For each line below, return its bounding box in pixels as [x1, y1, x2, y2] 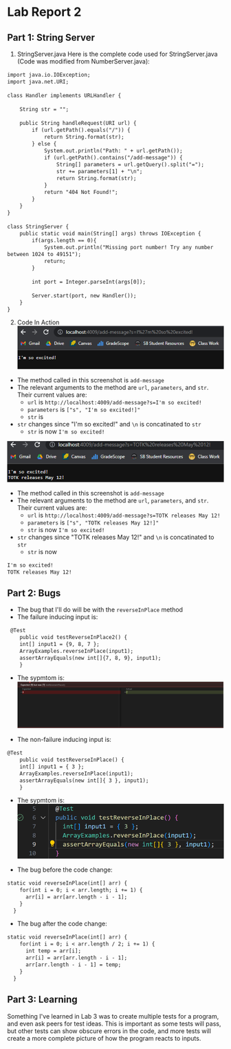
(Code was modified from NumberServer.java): [16, 57, 150, 66]
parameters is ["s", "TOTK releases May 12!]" [27, 518, 159, 527]
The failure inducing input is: [16, 613, 98, 621]
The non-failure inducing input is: [16, 735, 112, 743]
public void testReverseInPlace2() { [19, 634, 128, 641]
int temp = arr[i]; [25, 947, 81, 954]
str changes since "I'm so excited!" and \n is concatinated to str [16, 420, 201, 429]
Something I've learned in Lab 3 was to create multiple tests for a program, [7, 1012, 219, 1020]
